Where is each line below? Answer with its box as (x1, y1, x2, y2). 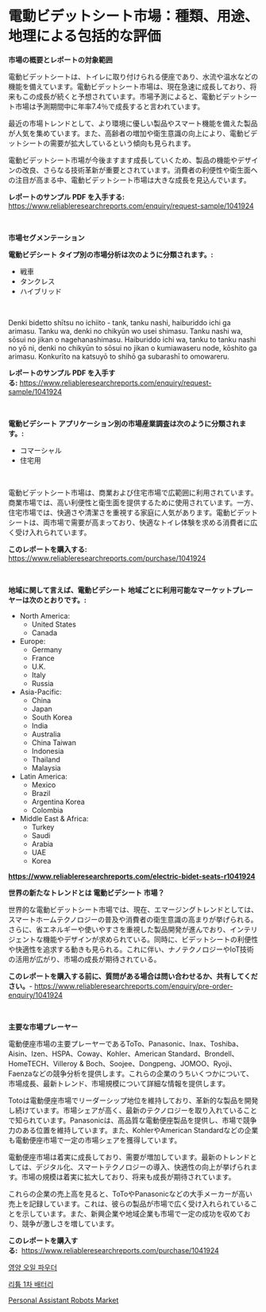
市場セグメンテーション (8, 232, 85, 243)
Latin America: (19, 771, 67, 781)
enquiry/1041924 (8, 990, 64, 1000)
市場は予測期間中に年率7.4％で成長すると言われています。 (14, 101, 205, 111)
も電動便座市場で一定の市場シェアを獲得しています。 (8, 1135, 182, 1145)
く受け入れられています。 (8, 527, 91, 537)
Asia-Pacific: (19, 687, 62, 697)
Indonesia (31, 746, 64, 755)
